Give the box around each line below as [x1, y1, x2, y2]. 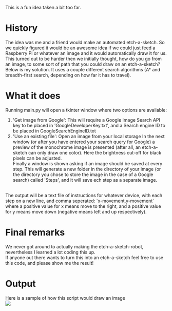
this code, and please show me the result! [5, 260, 94, 266]
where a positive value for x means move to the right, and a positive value [5, 203, 162, 209]
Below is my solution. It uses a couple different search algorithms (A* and [5, 66, 161, 72]
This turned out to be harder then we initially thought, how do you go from [5, 55, 162, 62]
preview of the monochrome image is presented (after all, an [12, 144, 141, 150]
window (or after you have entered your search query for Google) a [12, 139, 155, 145]
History [5, 23, 38, 34]
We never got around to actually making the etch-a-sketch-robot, [5, 243, 144, 249]
